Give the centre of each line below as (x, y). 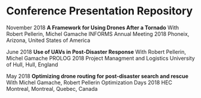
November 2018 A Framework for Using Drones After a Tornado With (93, 27)
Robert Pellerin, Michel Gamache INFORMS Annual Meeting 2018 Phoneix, (98, 33)
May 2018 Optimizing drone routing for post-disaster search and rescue (97, 76)
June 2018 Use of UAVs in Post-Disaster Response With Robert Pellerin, (96, 51)
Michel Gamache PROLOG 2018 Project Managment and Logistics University (100, 58)
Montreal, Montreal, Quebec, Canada (52, 88)
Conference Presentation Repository (100, 11)
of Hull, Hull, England (32, 65)
